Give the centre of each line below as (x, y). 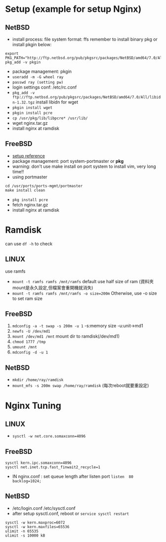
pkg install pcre (30, 200)
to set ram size (27, 298)
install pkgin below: (32, 45)
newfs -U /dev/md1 (31, 332)
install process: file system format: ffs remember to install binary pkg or (85, 39)
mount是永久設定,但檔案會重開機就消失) (53, 288)
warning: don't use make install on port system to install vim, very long (84, 166)
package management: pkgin (42, 71)
